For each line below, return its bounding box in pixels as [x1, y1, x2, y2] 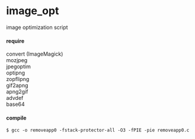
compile [6, 114, 27, 121]
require [6, 37, 25, 44]
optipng [6, 69, 25, 76]
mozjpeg [6, 57, 28, 64]
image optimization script [6, 24, 68, 31]
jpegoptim [6, 63, 31, 70]
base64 [6, 101, 25, 108]
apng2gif [6, 88, 28, 95]
